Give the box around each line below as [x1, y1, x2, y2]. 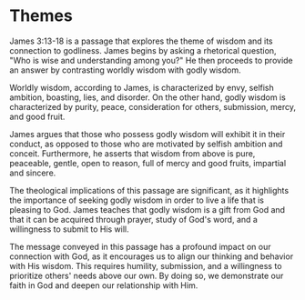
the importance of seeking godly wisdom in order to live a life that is [9, 195, 264, 205]
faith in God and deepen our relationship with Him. [9, 279, 198, 291]
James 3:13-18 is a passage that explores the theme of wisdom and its [9, 35, 273, 46]
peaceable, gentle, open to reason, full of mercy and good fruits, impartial [9, 157, 287, 168]
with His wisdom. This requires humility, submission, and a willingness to [9, 260, 282, 271]
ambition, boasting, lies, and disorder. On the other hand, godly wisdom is [9, 92, 287, 103]
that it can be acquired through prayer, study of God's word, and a [9, 214, 258, 225]
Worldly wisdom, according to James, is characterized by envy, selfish [9, 82, 275, 93]
